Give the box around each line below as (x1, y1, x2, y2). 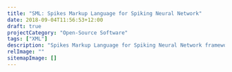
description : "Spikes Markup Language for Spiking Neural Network (7, 42, 202, 49)
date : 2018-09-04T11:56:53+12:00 (7, 16, 104, 23)
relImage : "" (7, 49, 45, 56)
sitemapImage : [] (7, 55, 57, 62)
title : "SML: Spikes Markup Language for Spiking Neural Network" (7, 10, 202, 17)
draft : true (7, 23, 41, 29)
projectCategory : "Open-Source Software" (7, 29, 128, 36)
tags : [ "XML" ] (7, 36, 48, 43)
